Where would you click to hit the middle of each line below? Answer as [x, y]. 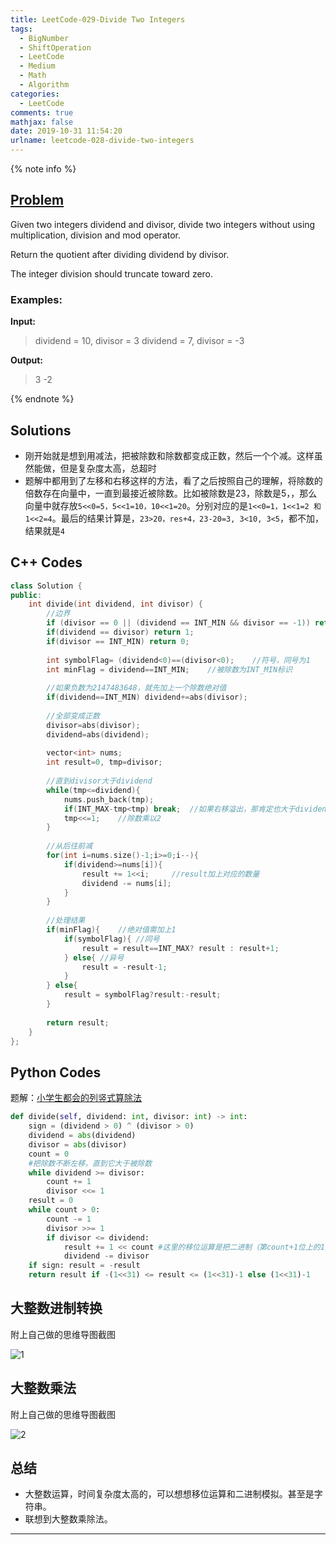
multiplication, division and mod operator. [96, 235]
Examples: [36, 299]
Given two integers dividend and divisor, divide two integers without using [163, 224]
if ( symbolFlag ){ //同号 [111, 939]
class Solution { [46, 586]
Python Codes [56, 1072]
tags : [21, 29]
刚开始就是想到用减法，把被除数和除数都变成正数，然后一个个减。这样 [169, 455]
